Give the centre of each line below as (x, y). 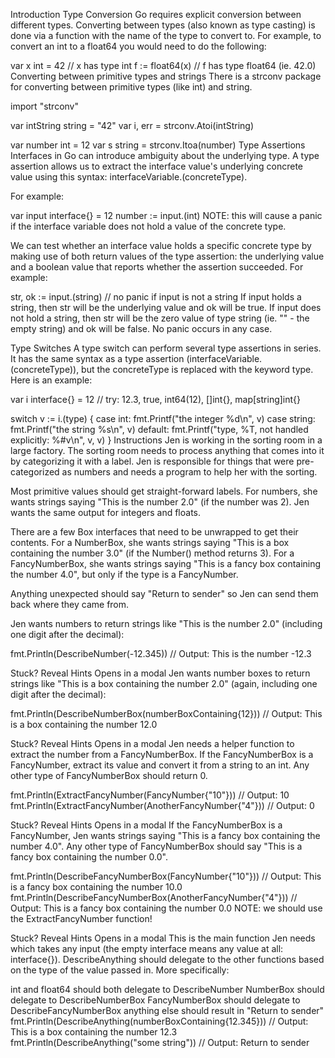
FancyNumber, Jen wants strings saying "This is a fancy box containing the (165, 835)
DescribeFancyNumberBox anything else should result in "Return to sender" (167, 1010)
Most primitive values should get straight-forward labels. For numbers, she (164, 491)
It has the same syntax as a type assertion (97, 358)
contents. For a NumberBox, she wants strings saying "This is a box (150, 542)
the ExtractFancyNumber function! (81, 918)
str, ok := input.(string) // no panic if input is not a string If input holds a (156, 297)
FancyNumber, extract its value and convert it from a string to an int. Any (160, 765)
